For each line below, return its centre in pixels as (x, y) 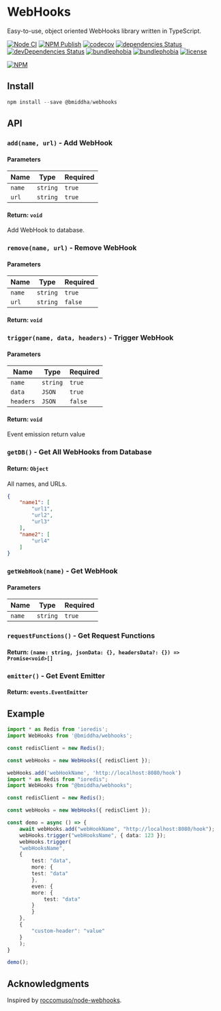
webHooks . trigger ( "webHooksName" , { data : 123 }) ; (93, 835)
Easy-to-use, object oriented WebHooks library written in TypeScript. (104, 31)
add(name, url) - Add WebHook (60, 142)
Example (26, 713)
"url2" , (42, 515)
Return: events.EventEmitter (48, 692)
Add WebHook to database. (46, 230)
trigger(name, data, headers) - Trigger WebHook (90, 338)
